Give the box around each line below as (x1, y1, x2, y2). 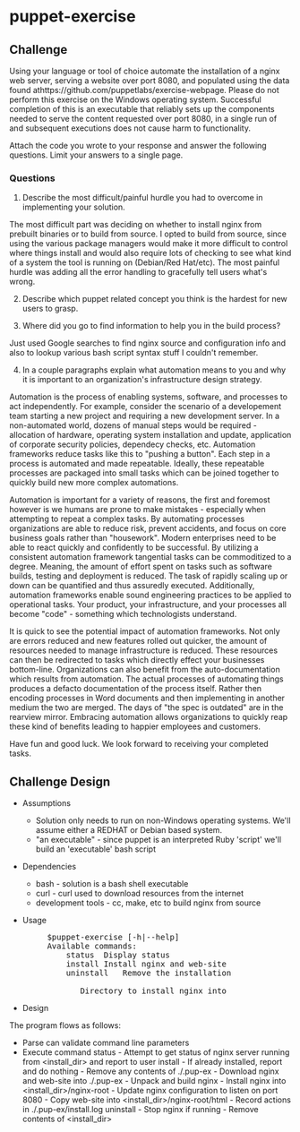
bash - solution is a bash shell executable (35, 879, 189, 889)
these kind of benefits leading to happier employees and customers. (9, 721, 261, 732)
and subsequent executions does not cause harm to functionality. (9, 123, 251, 133)
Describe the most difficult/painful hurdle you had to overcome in (21, 193, 263, 203)
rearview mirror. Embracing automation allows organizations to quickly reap (9, 712, 288, 723)
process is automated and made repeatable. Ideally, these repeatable (9, 459, 265, 469)
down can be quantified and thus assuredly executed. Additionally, (9, 580, 255, 591)
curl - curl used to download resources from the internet (35, 888, 244, 899)
